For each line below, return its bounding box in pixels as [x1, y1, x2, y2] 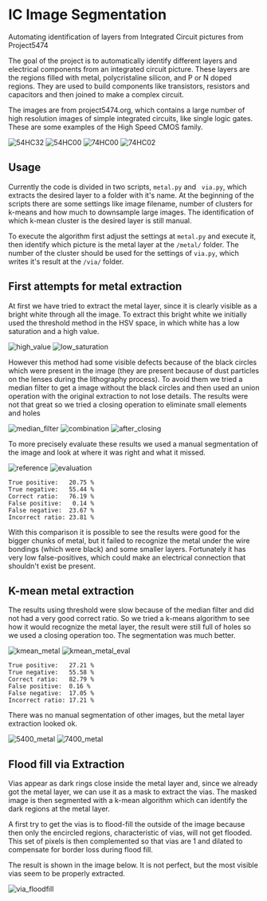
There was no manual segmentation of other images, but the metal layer [8, 710, 245, 720]
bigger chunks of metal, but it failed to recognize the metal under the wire [8, 536, 250, 545]
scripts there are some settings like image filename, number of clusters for [8, 199, 253, 208]
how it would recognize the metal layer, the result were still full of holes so [8, 622, 251, 631]
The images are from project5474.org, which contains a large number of [8, 105, 245, 115]
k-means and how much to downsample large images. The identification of [8, 207, 254, 217]
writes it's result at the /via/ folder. [8, 257, 124, 266]
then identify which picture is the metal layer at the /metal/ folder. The [8, 239, 239, 249]
